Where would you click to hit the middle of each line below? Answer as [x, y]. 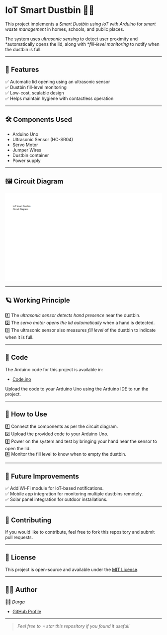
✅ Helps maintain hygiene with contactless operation [59, 98]
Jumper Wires [27, 150]
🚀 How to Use [26, 414]
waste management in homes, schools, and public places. [65, 29]
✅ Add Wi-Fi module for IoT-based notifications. [54, 488]
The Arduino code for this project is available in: [54, 369]
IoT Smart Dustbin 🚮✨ [50, 10]
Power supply [26, 160]
